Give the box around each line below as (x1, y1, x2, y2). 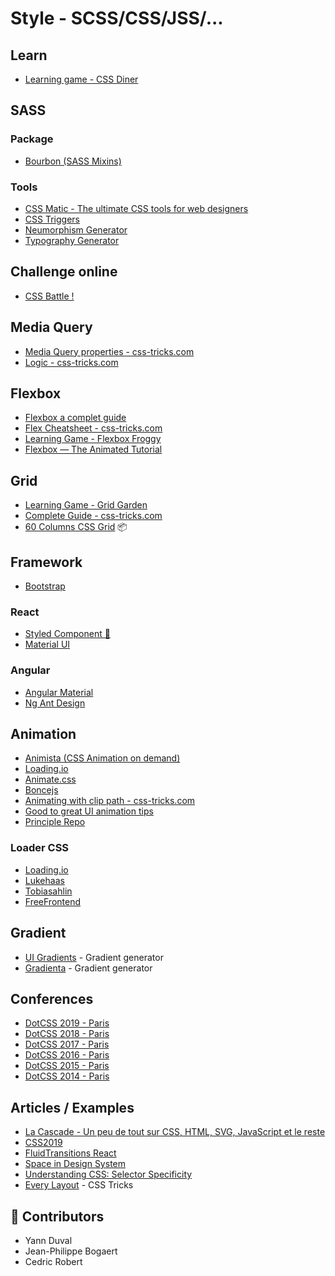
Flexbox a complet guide (24, 412, 127, 424)
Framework (10, 553, 83, 571)
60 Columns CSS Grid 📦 (24, 521, 128, 533)
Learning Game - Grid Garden (24, 499, 148, 511)
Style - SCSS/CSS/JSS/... (10, 7, 224, 30)
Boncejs (24, 784, 59, 796)
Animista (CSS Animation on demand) (24, 752, 181, 764)
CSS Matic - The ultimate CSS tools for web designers (24, 202, 249, 214)
